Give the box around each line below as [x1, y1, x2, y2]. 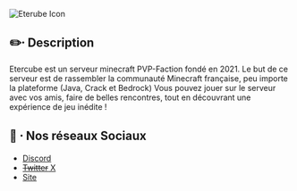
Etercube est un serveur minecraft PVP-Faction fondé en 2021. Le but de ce [9, 63, 289, 74]
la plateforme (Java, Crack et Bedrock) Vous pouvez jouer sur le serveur [9, 82, 276, 93]
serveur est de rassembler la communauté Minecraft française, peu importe [9, 72, 289, 84]
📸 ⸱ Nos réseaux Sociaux [9, 129, 147, 144]
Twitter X [21, 162, 56, 173]
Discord [21, 153, 52, 163]
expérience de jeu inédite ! [9, 101, 107, 112]
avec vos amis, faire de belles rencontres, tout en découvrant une [9, 92, 251, 103]
